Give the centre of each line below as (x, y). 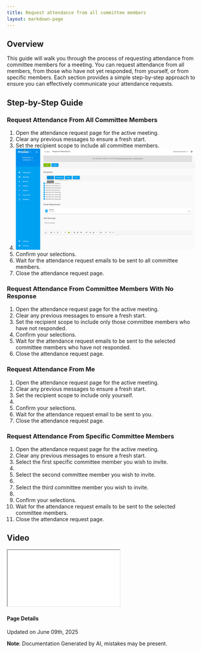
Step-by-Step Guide (45, 103)
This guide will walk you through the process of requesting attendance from (100, 58)
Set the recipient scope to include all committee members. (87, 146)
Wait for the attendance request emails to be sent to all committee (97, 261)
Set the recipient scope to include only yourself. (74, 395)
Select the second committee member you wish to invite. (86, 474)
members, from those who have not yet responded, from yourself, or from (98, 71)
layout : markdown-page (35, 19)
